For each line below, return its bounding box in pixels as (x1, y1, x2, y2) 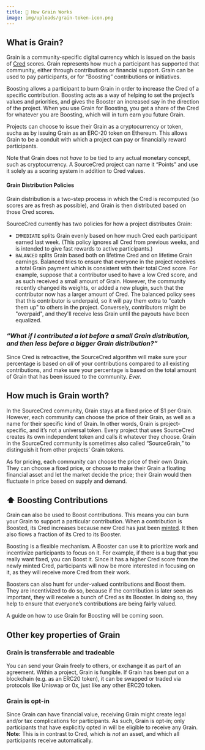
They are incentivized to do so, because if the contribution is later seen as (6, 587, 193, 594)
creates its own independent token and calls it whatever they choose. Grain (6, 433, 196, 440)
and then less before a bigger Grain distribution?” (6, 339, 158, 348)
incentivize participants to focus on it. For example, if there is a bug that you (6, 549, 198, 556)
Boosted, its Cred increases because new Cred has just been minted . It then (6, 525, 198, 532)
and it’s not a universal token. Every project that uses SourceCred (29, 426, 195, 434)
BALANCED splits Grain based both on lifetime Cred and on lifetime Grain (15, 251, 193, 259)
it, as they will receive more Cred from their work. (6, 569, 131, 576)
